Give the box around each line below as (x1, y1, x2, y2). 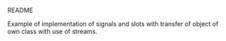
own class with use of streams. (7, 28, 97, 35)
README (7, 6, 34, 14)
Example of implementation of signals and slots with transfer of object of (7, 20, 219, 28)
